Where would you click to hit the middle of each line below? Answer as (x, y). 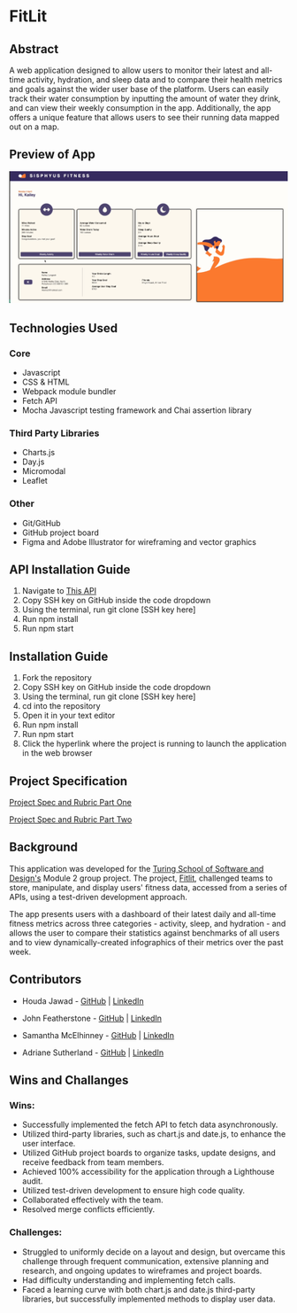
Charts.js (38, 453)
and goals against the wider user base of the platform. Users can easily (139, 89)
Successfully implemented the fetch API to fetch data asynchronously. (150, 1125)
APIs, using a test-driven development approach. (98, 897)
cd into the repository (61, 706)
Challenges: (36, 1232)
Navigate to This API (59, 591)
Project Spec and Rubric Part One (71, 802)
